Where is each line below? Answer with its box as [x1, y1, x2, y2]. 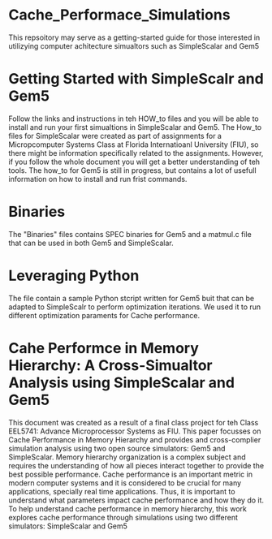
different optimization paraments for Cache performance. [8, 310, 201, 320]
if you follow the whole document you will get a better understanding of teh [8, 157, 261, 166]
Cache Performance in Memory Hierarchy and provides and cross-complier [8, 434, 261, 444]
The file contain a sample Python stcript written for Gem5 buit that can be [8, 293, 254, 303]
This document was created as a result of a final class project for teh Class [8, 417, 259, 427]
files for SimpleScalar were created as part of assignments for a [8, 131, 222, 140]
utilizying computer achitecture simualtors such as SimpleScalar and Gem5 [8, 41, 260, 50]
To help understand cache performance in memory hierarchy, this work [8, 503, 248, 513]
